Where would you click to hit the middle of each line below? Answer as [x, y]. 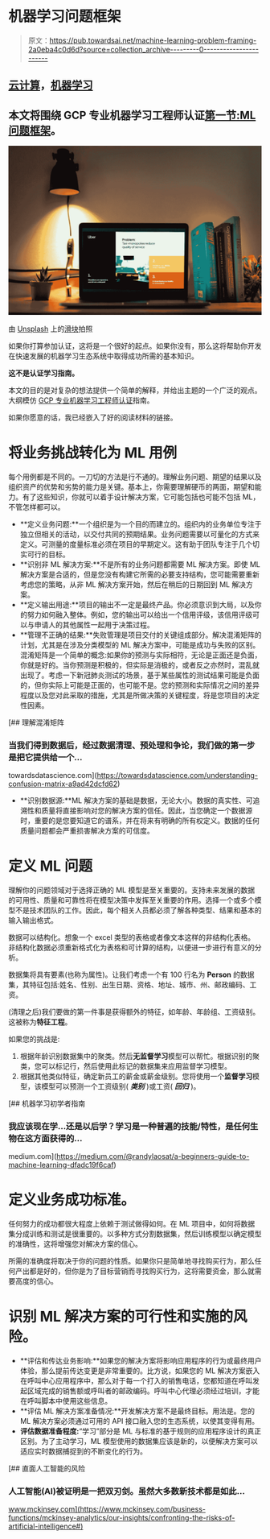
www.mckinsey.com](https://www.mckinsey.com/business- [107, 1509]
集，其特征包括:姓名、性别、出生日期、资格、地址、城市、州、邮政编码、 [129, 984]
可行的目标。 [48, 554]
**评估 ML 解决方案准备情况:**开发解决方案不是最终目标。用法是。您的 [137, 1411]
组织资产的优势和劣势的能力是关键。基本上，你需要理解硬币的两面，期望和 [131, 486]
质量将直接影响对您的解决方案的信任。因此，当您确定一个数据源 [147, 811]
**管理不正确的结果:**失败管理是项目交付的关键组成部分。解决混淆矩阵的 [141, 635]
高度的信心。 [36, 1281]
